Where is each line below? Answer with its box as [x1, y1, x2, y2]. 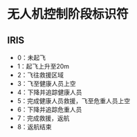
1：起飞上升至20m [17, 62, 70, 70]
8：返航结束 [17, 122, 52, 131]
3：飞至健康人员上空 [17, 80, 76, 87]
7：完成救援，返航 [17, 114, 70, 122]
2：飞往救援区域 [17, 71, 64, 79]
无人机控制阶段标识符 [7, 6, 129, 22]
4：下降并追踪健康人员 [17, 88, 82, 96]
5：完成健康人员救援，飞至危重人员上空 [17, 97, 131, 104]
